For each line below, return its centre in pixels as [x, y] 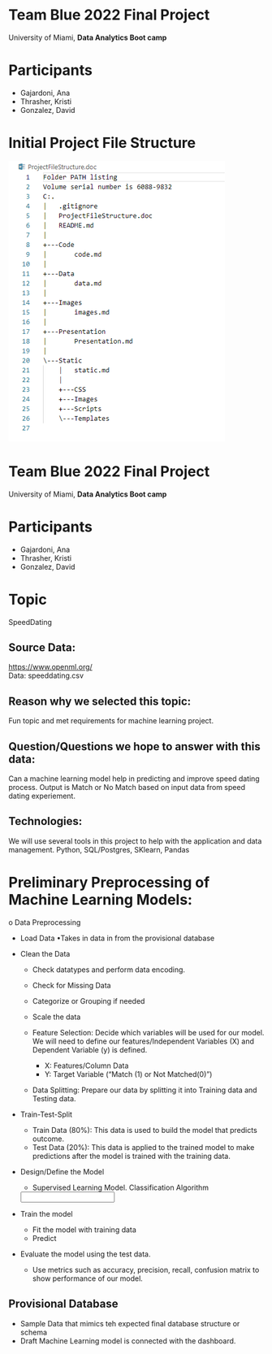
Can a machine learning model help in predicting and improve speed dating [134, 779]
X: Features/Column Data [86, 1065]
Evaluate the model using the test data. [85, 1254]
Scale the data [56, 1017]
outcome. [48, 1139]
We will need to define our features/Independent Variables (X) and [143, 1041]
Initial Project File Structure [102, 143]
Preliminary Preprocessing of [109, 883]
